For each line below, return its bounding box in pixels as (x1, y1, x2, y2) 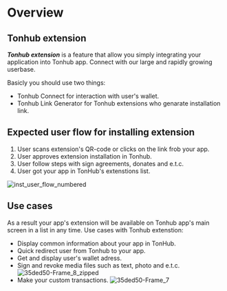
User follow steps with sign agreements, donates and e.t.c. (17, 159, 184, 168)
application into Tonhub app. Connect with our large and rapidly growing (7, 58, 213, 66)
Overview (7, 5, 64, 21)
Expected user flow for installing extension (7, 126, 195, 139)
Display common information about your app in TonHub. (17, 239, 177, 248)
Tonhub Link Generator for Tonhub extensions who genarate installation (17, 99, 221, 108)
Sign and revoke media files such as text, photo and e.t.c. (17, 261, 180, 270)
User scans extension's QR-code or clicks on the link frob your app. (17, 145, 210, 153)
